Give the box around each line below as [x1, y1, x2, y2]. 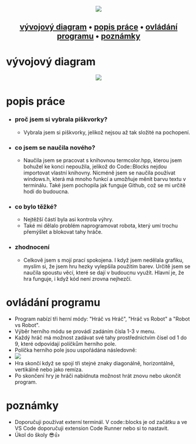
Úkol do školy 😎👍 [14, 431, 60, 438]
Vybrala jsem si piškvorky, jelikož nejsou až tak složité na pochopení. [23, 129, 191, 136]
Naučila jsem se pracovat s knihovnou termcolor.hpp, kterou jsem [23, 157, 182, 164]
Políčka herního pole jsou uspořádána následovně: [14, 347, 137, 354]
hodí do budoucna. [23, 188, 69, 195]
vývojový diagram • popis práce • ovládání [19, 22, 178, 32]
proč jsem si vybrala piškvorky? [14, 115, 107, 123]
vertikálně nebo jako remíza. [14, 366, 83, 373]
